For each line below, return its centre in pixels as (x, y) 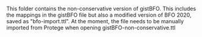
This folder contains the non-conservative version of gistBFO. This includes (101, 9)
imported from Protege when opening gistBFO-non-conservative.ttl (91, 27)
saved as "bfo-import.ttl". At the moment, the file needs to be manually (95, 21)
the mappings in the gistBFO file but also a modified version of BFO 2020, (99, 15)
